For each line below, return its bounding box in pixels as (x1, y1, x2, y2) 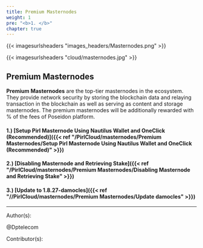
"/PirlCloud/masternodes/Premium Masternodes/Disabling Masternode (6, 167, 190, 174)
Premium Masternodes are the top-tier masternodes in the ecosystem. (6, 87, 184, 95)
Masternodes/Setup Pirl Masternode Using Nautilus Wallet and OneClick (6, 139, 192, 147)
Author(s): (6, 212, 32, 219)
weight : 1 (6, 14, 31, 21)
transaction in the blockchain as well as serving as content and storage (6, 100, 183, 107)
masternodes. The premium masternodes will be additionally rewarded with (6, 107, 195, 114)
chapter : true (6, 25, 42, 32)
